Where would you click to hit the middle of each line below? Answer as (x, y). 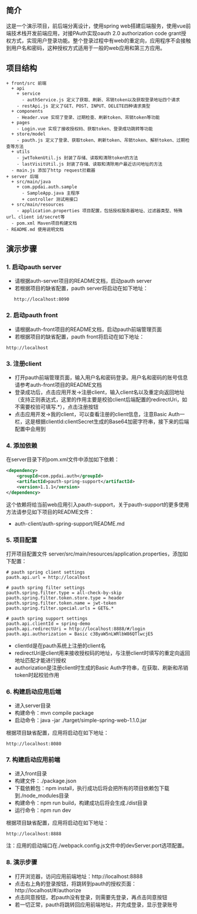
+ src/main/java (31, 182)
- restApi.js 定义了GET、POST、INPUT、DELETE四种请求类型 (84, 106)
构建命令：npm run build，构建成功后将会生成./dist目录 (81, 803)
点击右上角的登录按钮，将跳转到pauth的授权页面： (75, 883)
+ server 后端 (23, 176)
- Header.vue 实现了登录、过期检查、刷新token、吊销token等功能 (88, 117)
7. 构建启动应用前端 (33, 760)
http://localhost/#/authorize (48, 890)
